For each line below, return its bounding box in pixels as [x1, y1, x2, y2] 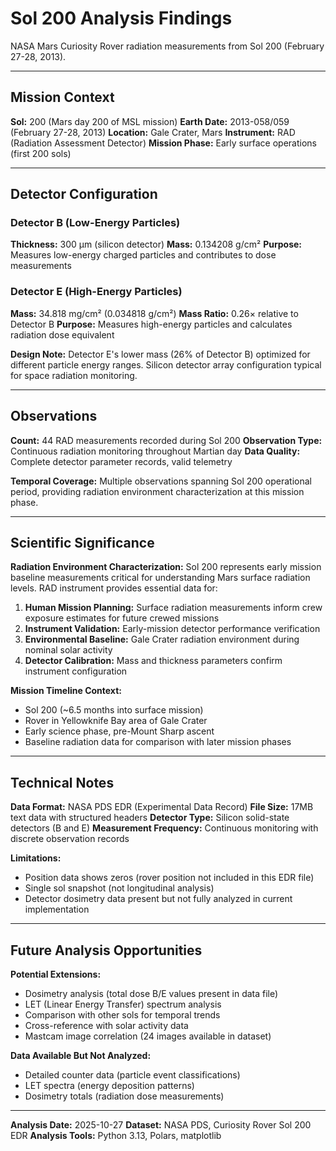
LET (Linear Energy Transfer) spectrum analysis [24, 998, 222, 1010]
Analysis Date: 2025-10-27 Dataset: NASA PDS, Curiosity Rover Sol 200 [10, 1118, 312, 1131]
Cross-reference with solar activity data [24, 1019, 189, 1031]
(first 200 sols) [10, 147, 72, 159]
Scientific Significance [10, 534, 155, 551]
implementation [24, 903, 90, 916]
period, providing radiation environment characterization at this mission [10, 485, 305, 497]
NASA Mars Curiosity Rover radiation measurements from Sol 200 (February [10, 40, 325, 52]
